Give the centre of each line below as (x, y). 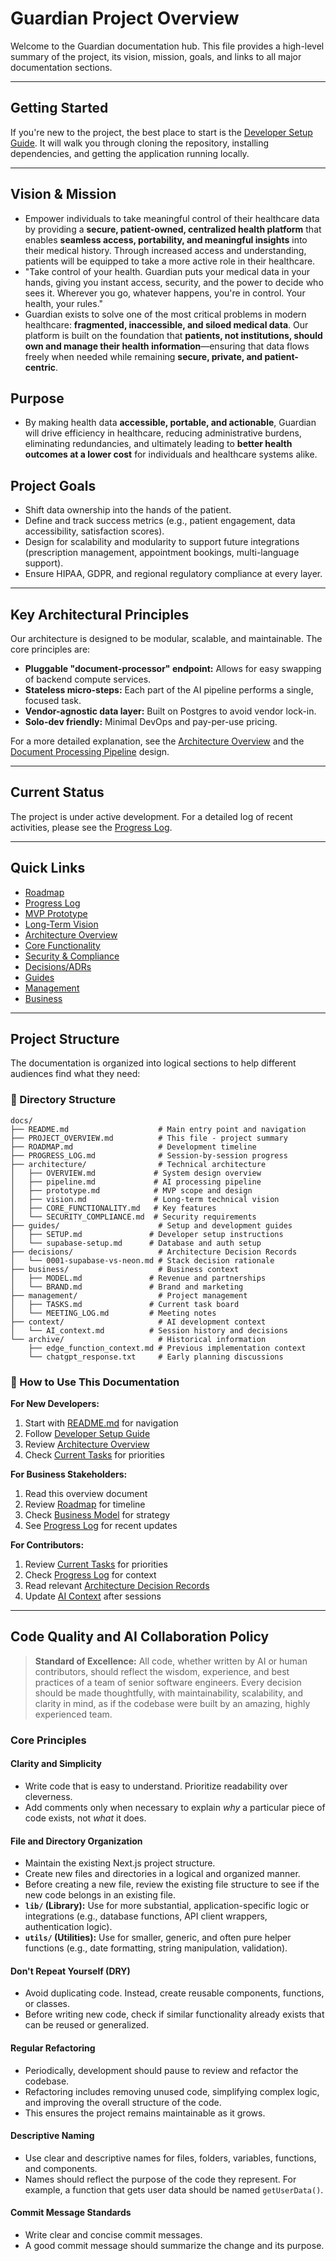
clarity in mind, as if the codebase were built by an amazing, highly (172, 1703)
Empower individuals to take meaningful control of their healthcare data (172, 218)
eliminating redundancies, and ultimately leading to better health (158, 444)
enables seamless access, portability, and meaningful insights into (166, 239)
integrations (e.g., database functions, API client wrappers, (146, 1916)
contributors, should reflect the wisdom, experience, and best (162, 1671)
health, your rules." (64, 303)
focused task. (53, 700)
